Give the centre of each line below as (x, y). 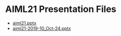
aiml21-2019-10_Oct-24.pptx (42, 28)
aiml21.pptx (24, 23)
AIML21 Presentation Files (61, 9)
